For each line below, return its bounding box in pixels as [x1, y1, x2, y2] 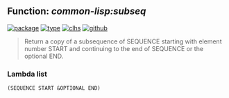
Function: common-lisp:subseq [7, 6, 146, 17]
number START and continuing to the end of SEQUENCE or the [24, 44, 203, 52]
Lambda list [7, 69, 47, 79]
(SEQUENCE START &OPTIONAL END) [7, 85, 101, 92]
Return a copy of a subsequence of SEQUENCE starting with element [24, 37, 222, 46]
